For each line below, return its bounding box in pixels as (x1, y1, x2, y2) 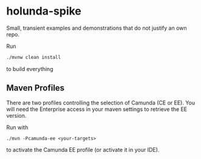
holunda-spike (6, 4, 82, 18)
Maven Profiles (6, 83, 65, 93)
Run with (6, 123, 29, 131)
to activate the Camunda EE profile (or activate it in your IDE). (6, 146, 160, 153)
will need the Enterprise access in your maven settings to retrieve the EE (6, 105, 187, 113)
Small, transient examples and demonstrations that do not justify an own (6, 24, 187, 32)
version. (6, 112, 27, 119)
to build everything (6, 65, 53, 72)
